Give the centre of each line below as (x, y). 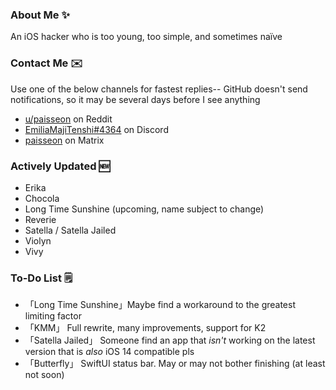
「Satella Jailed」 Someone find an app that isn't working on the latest (170, 340)
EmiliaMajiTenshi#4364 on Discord (96, 129)
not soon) (44, 375)
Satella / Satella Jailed (70, 230)
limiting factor (53, 316)
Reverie (40, 219)
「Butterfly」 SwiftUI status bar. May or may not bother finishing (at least (175, 364)
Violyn (38, 240)
